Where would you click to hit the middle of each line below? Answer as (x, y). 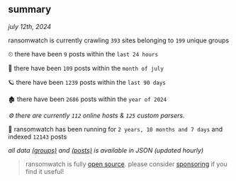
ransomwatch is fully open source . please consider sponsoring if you (126, 164)
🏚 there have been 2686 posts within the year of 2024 (88, 99)
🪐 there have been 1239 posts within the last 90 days (87, 82)
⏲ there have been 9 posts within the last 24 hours (83, 54)
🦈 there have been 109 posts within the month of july (86, 68)
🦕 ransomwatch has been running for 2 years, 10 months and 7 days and (116, 129)
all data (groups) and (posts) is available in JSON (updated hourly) (106, 150)
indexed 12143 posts (38, 136)
